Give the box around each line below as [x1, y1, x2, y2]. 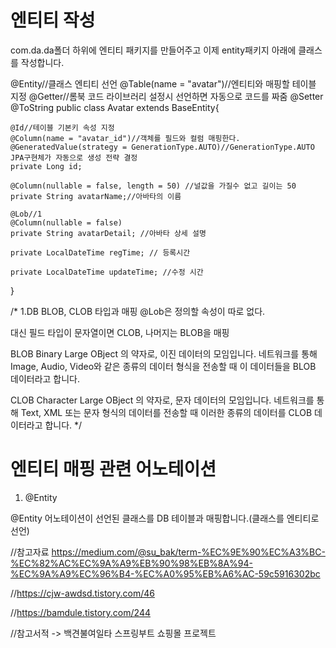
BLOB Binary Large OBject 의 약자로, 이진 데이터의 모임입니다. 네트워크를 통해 [10, 347, 318, 360]
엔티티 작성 [10, 9, 96, 32]
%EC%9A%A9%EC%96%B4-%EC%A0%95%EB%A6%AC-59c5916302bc [10, 567, 321, 580]
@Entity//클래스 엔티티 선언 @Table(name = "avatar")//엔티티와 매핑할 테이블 [10, 77, 317, 90]
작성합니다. [20, 56, 65, 68]
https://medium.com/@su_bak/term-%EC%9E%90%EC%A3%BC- [51, 546, 326, 558]
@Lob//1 [10, 209, 43, 219]
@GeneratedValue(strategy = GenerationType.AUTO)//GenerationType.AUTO [10, 142, 315, 152]
